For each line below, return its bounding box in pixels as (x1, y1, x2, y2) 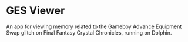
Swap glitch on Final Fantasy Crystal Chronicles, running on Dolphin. (6, 29, 172, 36)
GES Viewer (6, 4, 65, 17)
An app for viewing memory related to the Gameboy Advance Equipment (6, 23, 182, 30)
